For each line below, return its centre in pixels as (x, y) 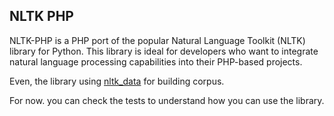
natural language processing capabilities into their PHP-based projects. (156, 61)
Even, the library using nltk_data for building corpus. (117, 81)
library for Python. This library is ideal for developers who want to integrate (164, 51)
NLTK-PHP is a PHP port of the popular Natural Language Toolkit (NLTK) (157, 40)
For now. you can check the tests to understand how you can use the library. (167, 100)
